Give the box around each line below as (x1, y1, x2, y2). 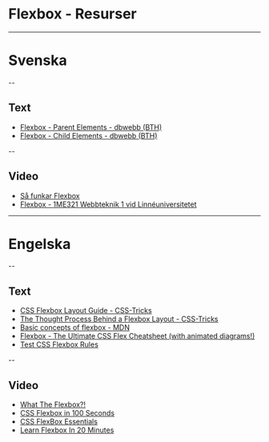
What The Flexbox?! (19, 400, 86, 409)
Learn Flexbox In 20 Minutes (19, 425, 114, 435)
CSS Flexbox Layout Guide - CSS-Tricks (19, 306, 152, 315)
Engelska (8, 235, 71, 253)
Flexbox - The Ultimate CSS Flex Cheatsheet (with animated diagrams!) (19, 331, 255, 341)
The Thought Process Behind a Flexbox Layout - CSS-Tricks (19, 314, 219, 324)
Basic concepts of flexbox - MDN (19, 323, 130, 332)
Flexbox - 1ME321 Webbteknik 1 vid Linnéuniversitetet (19, 199, 198, 209)
